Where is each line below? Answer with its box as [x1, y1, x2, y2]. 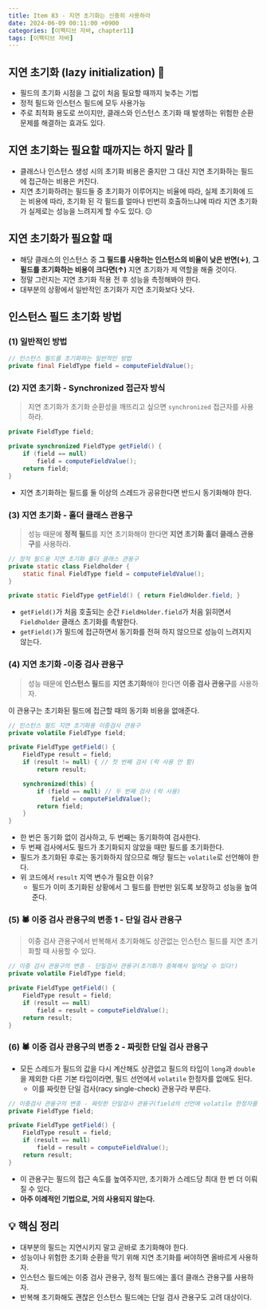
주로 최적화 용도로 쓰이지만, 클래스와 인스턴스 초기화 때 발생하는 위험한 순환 [19, 109, 254, 118]
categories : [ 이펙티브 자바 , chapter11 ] [8, 26, 134, 34]
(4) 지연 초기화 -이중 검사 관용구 [8, 659, 124, 670]
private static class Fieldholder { [8, 562, 130, 571]
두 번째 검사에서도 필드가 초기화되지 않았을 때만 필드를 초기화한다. [19, 843, 225, 852]
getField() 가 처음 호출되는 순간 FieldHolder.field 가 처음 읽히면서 [19, 607, 231, 617]
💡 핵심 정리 [8, 1220, 60, 1233]
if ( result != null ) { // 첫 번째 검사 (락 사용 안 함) [22, 758, 195, 766]
